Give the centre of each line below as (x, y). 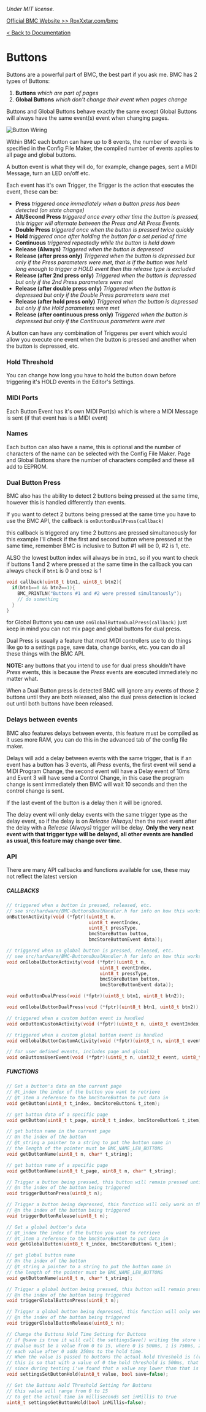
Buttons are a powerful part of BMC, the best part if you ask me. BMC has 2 (102, 74)
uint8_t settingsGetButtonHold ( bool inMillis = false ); (77, 1402)
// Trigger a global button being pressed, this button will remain (96, 1289)
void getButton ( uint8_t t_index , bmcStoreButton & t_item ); (83, 1103)
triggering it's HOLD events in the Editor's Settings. (71, 382)
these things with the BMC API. (45, 654)
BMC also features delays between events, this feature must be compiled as (102, 733)
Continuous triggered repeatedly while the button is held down (95, 243)
